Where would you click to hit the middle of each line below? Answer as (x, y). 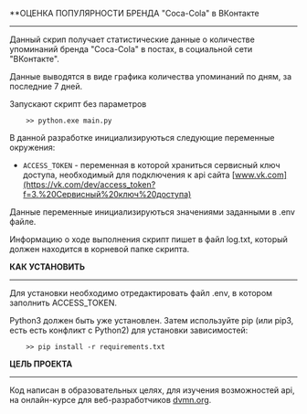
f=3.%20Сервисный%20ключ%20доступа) (107, 194)
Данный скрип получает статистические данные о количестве (132, 39)
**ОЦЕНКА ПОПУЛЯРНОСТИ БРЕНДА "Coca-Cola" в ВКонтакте (134, 13)
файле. (23, 222)
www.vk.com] (261, 175)
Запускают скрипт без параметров (78, 104)
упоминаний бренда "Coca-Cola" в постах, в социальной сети (131, 49)
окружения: (32, 147)
